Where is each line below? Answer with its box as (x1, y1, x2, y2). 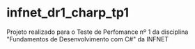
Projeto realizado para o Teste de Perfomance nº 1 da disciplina (6, 28, 189, 36)
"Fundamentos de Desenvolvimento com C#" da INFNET (6, 35, 169, 43)
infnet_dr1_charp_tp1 (6, 5, 130, 21)
